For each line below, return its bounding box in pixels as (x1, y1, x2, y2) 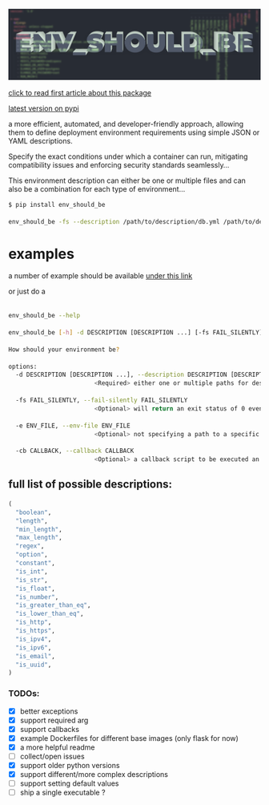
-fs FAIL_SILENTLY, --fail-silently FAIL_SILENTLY (15, 396, 188, 405)
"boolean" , (15, 508, 52, 516)
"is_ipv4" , (15, 635, 52, 643)
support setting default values (19, 779, 119, 788)
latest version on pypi (8, 103, 79, 113)
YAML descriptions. (8, 136, 74, 145)
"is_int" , (15, 567, 48, 576)
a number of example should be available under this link (8, 271, 193, 281)
